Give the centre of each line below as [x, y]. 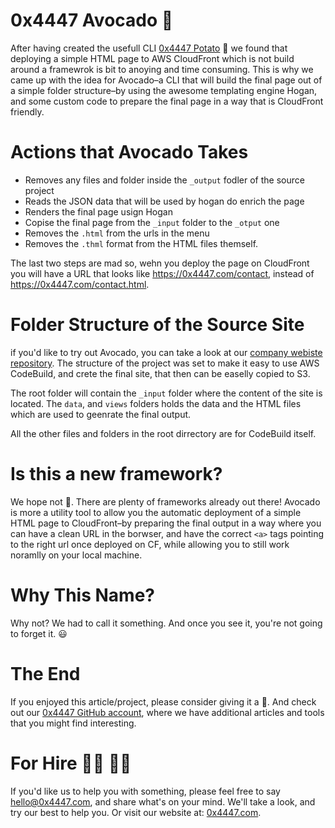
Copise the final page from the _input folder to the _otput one [152, 222]
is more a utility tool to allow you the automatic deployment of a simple [156, 512]
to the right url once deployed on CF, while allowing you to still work [150, 544]
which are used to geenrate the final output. [101, 414]
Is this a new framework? [116, 474]
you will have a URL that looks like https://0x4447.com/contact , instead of [162, 273]
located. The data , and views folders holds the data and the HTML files [156, 403]
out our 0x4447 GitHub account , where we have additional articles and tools [167, 712]
